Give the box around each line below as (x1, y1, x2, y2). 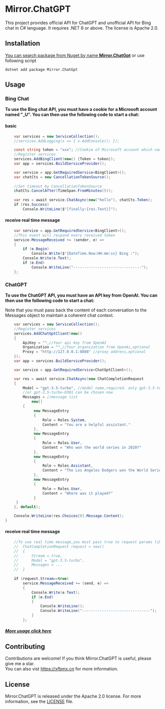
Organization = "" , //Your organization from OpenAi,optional (23, 345, 151, 350)
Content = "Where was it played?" (42, 491, 113, 496)
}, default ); (14, 505, 41, 509)
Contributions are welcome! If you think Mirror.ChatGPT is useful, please (5, 655, 151, 661)
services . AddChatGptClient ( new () (14, 331, 82, 336)
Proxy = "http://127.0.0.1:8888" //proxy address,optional (23, 349, 146, 354)
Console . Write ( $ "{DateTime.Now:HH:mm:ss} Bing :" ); (31, 251, 139, 256)
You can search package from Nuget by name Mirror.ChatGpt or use (5, 52, 145, 58)
